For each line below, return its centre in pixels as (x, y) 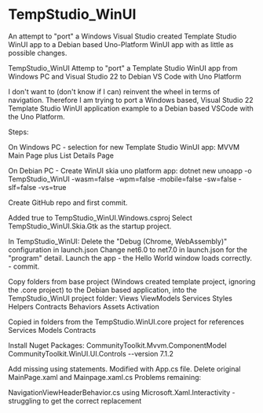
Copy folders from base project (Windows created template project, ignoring (132, 281)
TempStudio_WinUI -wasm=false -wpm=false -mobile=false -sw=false (122, 179)
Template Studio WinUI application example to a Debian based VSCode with (131, 108)
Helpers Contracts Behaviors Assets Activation (84, 306)
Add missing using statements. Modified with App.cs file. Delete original (124, 369)
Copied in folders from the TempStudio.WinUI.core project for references (126, 322)
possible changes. (38, 53)
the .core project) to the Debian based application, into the (103, 290)
